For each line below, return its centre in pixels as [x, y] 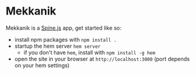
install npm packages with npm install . [66, 39]
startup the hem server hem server [57, 46]
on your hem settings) [42, 65]
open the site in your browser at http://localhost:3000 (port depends [102, 59]
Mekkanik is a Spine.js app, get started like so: [64, 28]
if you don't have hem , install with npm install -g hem [90, 52]
